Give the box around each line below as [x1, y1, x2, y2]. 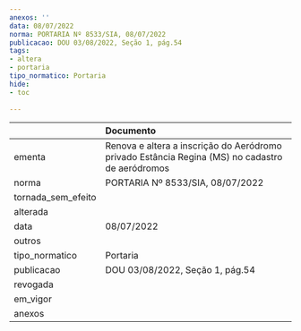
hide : [9, 80, 30, 89]
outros [13, 234, 42, 247]
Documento [105, 124, 157, 137]
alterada [13, 206, 49, 218]
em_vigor [13, 293, 52, 305]
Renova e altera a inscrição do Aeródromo [105, 140, 282, 152]
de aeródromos [105, 162, 170, 174]
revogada [13, 278, 54, 291]
